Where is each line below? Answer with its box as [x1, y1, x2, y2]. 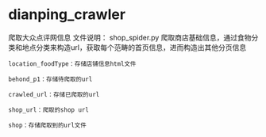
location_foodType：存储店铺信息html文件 [8, 59, 137, 68]
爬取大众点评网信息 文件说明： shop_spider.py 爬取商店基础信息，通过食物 [8, 32, 252, 42]
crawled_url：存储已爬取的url [8, 90, 100, 98]
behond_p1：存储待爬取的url [8, 75, 93, 83]
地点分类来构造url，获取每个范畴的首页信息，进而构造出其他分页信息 [21, 42, 247, 52]
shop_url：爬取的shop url [8, 105, 90, 114]
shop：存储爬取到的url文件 [8, 121, 87, 129]
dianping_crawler [8, 6, 125, 24]
